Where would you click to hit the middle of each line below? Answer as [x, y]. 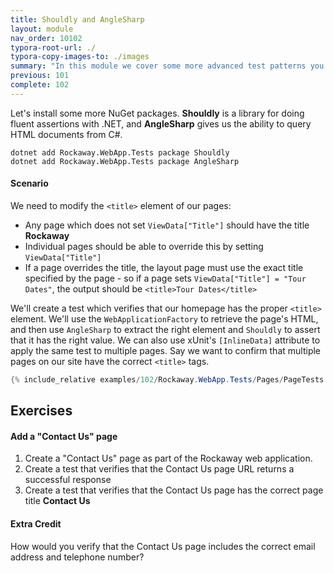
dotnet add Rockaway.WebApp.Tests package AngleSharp [125, 161]
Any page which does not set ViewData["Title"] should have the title [167, 225]
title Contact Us [57, 501]
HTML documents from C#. [66, 134]
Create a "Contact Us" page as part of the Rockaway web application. [168, 458]
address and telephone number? [77, 557]
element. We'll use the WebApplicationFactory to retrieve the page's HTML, [164, 318]
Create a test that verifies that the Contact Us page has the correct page [174, 490]
